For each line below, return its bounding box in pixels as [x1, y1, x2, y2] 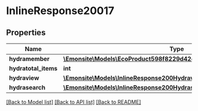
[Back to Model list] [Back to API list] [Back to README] [6, 99, 141, 105]
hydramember [9, 55, 50, 63]
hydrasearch [9, 83, 46, 92]
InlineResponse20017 [6, 4, 115, 18]
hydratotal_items [9, 65, 58, 72]
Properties [6, 28, 46, 38]
